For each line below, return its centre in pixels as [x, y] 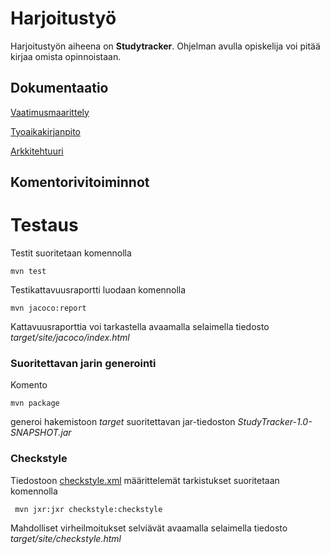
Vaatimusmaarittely [50, 112]
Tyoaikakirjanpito [45, 131]
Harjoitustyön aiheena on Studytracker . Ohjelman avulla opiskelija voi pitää [165, 46]
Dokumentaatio [59, 88]
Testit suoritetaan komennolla [71, 253]
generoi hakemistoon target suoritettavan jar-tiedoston [123, 422]
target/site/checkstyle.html [66, 538]
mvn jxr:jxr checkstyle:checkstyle [88, 509]
